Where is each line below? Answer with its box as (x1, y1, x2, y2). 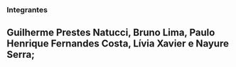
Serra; (6, 49, 35, 61)
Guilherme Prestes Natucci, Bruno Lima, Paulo (6, 27, 215, 39)
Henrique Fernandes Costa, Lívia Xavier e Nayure (6, 37, 229, 50)
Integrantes (6, 5, 48, 15)
